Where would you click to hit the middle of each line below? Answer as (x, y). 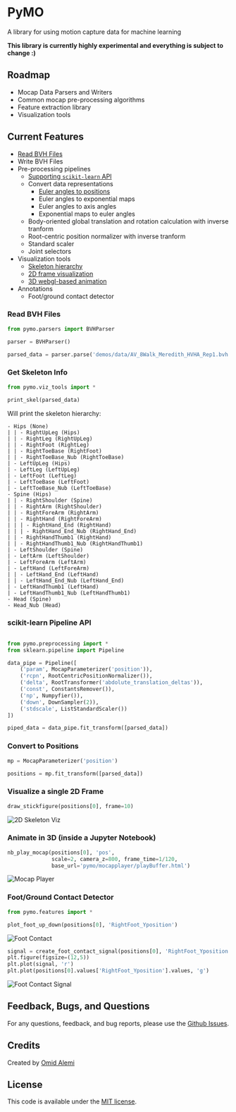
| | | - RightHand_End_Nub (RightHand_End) (72, 531)
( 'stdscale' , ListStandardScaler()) (74, 709)
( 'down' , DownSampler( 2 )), (60, 702)
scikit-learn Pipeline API (49, 623)
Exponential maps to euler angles (87, 214)
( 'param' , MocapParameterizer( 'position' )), (86, 670)
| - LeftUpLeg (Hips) (39, 463)
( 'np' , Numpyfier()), (51, 695)
